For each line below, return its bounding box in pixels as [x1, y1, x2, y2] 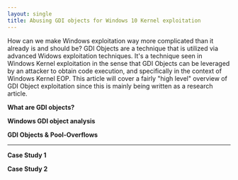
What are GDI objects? [7, 103, 75, 111]
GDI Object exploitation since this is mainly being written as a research [7, 81, 214, 90]
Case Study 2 [7, 164, 48, 173]
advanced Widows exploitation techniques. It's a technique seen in [7, 51, 203, 60]
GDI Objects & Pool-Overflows [7, 130, 98, 139]
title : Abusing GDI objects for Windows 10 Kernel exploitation [7, 17, 201, 24]
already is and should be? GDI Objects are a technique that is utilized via [7, 44, 218, 52]
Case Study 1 [7, 150, 47, 159]
